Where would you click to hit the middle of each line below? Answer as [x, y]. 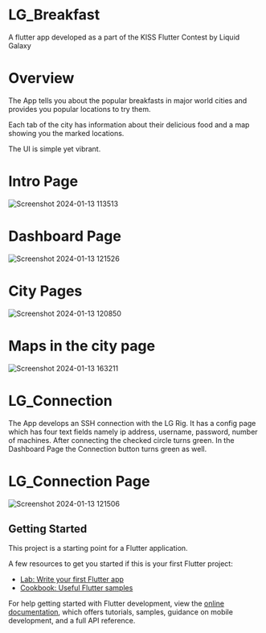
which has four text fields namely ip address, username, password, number [133, 432]
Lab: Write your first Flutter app [72, 579]
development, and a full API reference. [72, 621]
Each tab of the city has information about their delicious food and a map [129, 124]
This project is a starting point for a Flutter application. [98, 548]
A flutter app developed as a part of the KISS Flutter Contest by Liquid [124, 37]
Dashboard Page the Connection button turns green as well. [108, 449]
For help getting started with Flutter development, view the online [117, 604]
